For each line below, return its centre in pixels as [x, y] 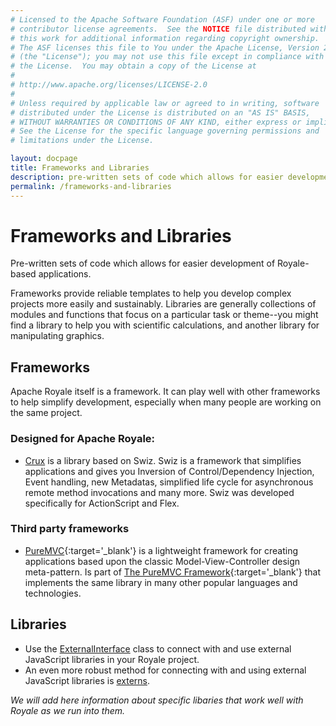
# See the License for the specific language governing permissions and [165, 131]
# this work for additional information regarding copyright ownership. [165, 38]
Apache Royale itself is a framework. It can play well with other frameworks [165, 392]
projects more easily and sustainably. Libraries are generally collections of [163, 304]
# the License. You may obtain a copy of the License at [133, 66]
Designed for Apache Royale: [83, 439]
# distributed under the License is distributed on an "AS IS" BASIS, [160, 112]
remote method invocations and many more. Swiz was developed [159, 492]
